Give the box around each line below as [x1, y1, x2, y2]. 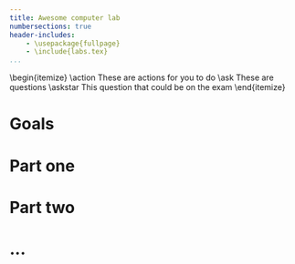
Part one [9, 156, 76, 176]
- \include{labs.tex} [26, 47, 108, 56]
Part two [9, 197, 76, 218]
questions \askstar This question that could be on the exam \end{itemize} [9, 82, 286, 93]
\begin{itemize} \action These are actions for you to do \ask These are [9, 72, 274, 83]
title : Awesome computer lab [9, 13, 121, 23]
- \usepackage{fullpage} [26, 38, 121, 48]
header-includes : [9, 30, 76, 39]
